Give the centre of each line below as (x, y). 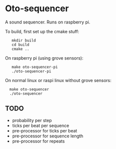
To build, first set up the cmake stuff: (42, 31)
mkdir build (24, 40)
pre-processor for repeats (38, 141)
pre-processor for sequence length (48, 136)
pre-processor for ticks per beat (45, 130)
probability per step (32, 120)
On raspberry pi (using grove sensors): (44, 58)
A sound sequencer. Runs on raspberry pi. (48, 22)
